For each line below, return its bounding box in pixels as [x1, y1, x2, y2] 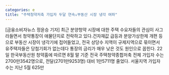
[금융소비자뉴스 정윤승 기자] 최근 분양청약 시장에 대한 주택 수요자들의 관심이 [5, 26, 154, 33]
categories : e [5, 7, 35, 13]
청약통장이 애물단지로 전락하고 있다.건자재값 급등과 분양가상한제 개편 [22, 33, 158, 39]
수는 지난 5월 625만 [5, 64, 44, 70]
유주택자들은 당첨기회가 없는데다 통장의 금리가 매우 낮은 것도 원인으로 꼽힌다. [5, 45, 156, 51]
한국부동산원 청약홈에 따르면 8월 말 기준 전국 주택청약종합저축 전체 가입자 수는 [10, 51, 164, 58]
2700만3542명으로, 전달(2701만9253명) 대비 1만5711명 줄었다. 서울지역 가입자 [5, 58, 160, 64]
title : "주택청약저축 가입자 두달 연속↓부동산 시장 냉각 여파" [5, 12, 118, 17]
